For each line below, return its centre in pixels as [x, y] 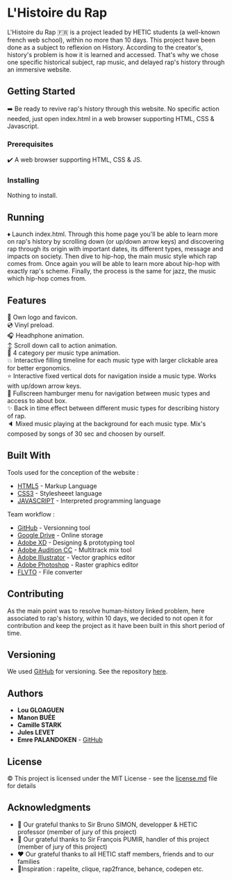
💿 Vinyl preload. [31, 324]
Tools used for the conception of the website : [73, 472]
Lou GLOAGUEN [41, 710]
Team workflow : [31, 514]
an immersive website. [39, 69]
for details [22, 786]
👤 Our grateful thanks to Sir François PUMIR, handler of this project [113, 839]
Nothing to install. [32, 196]
